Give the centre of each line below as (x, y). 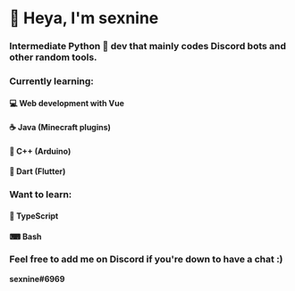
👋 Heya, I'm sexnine (84, 18)
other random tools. (53, 57)
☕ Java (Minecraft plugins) (60, 128)
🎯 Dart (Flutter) (38, 171)
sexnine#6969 (37, 279)
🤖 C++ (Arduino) (40, 151)
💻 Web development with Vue (67, 103)
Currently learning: (51, 81)
